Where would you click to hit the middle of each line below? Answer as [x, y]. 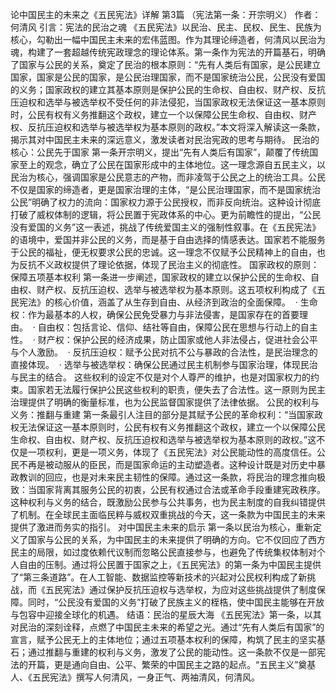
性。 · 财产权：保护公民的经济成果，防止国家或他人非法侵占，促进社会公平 [164, 339]
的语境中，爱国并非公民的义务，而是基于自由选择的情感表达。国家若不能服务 [168, 239]
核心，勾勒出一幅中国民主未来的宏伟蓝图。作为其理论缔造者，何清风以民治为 [168, 39]
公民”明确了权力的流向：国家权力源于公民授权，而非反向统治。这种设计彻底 [166, 202]
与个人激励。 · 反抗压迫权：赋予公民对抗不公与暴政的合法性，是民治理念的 [164, 352]
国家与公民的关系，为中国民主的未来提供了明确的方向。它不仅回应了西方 [176, 539]
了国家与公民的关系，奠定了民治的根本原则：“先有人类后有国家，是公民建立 [166, 64]
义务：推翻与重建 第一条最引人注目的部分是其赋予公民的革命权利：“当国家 [162, 414]
